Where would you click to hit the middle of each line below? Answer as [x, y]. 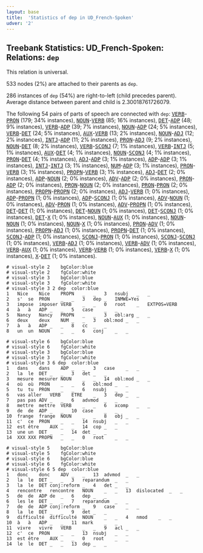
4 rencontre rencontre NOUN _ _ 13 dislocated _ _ [95, 491]
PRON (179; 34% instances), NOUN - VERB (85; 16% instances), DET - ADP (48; [99, 120]
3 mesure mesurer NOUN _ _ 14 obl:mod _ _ [78, 379]
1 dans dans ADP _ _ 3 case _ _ [73, 369]
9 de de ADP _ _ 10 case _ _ [62, 411]
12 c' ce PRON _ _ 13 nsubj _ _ [68, 534]
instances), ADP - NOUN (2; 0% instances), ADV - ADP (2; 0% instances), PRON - [101, 179]
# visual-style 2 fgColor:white [51, 273]
